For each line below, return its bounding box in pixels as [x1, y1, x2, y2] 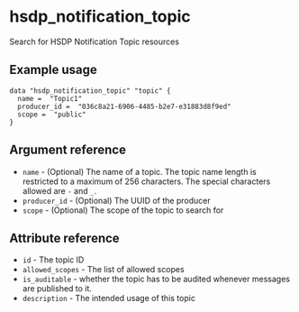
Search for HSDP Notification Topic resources [9, 36, 180, 47]
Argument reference [9, 142, 126, 158]
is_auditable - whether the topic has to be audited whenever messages [22, 273, 291, 285]
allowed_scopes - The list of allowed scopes [22, 264, 185, 275]
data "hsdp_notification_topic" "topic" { [9, 86, 171, 96]
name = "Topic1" [17, 94, 83, 103]
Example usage [9, 62, 97, 78]
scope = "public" [17, 110, 87, 119]
